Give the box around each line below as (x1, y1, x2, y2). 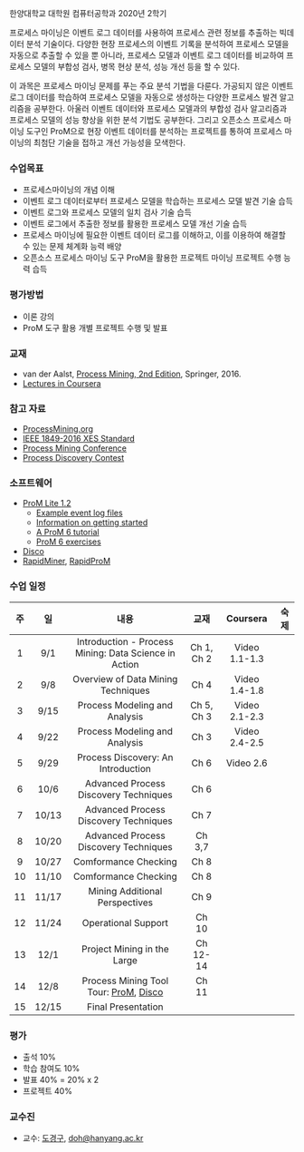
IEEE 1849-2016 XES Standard (22, 434, 136, 444)
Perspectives (97, 896, 154, 909)
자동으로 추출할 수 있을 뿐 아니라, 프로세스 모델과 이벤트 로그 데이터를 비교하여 (9, 50, 285, 61)
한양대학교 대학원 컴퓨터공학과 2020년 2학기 (9, 8, 167, 18)
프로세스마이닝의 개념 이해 (22, 184, 116, 195)
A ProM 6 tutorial (35, 527, 100, 538)
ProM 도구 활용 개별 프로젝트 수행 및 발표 (22, 322, 168, 333)
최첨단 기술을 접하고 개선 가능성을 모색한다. (33, 137, 186, 148)
